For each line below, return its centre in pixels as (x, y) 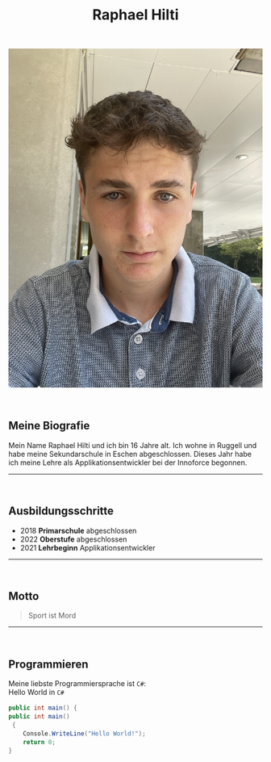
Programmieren (48, 664)
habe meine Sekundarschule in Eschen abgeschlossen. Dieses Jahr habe (130, 454)
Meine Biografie (49, 426)
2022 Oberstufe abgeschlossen (73, 539)
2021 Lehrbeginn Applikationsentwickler (88, 547)
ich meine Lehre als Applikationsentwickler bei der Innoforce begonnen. (128, 463)
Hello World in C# (36, 693)
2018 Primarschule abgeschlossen (78, 530)
